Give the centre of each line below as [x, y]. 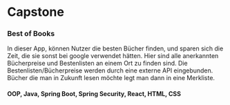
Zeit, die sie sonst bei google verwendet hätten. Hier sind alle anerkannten [113, 56]
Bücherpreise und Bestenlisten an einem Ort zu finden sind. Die [97, 64]
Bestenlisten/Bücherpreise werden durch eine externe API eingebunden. [110, 70]
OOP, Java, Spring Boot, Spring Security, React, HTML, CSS [94, 94]
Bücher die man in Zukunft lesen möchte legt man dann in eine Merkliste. [111, 78]
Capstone [36, 12]
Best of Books [31, 34]
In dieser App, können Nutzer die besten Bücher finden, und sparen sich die [115, 48]
